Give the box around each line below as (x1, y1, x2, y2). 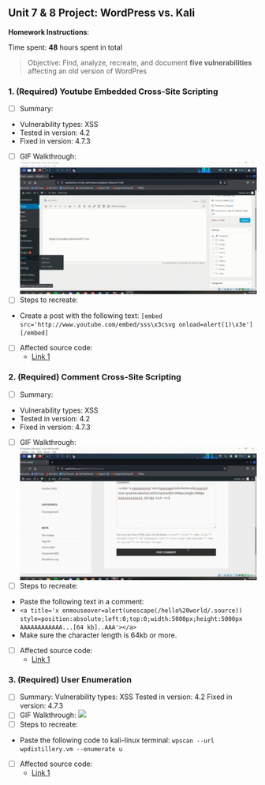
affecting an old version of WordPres (27, 66, 147, 76)
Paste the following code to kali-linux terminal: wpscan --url (19, 735, 215, 745)
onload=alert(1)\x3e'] (178, 321, 254, 329)
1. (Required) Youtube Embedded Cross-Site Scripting (8, 86, 218, 97)
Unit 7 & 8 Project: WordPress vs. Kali (8, 6, 196, 20)
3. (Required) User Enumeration (8, 675, 132, 686)
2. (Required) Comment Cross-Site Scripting (8, 372, 181, 383)
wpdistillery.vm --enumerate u (19, 745, 123, 753)
